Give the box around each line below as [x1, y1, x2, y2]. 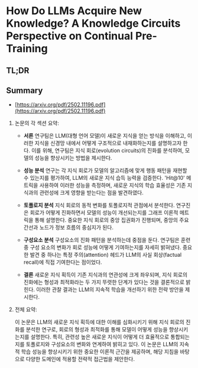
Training [6, 42, 48, 56]
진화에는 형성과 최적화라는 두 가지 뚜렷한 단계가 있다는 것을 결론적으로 [23, 279, 185, 286]
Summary [6, 85, 43, 95]
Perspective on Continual [6, 30, 134, 43]
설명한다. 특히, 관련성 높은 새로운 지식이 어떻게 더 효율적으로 [30, 333, 170, 341]
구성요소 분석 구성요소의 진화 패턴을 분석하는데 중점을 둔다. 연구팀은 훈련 [23, 237, 191, 244]
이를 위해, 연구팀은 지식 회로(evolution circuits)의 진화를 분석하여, [31, 147, 184, 154]
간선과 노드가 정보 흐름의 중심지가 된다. [23, 224, 114, 231]
